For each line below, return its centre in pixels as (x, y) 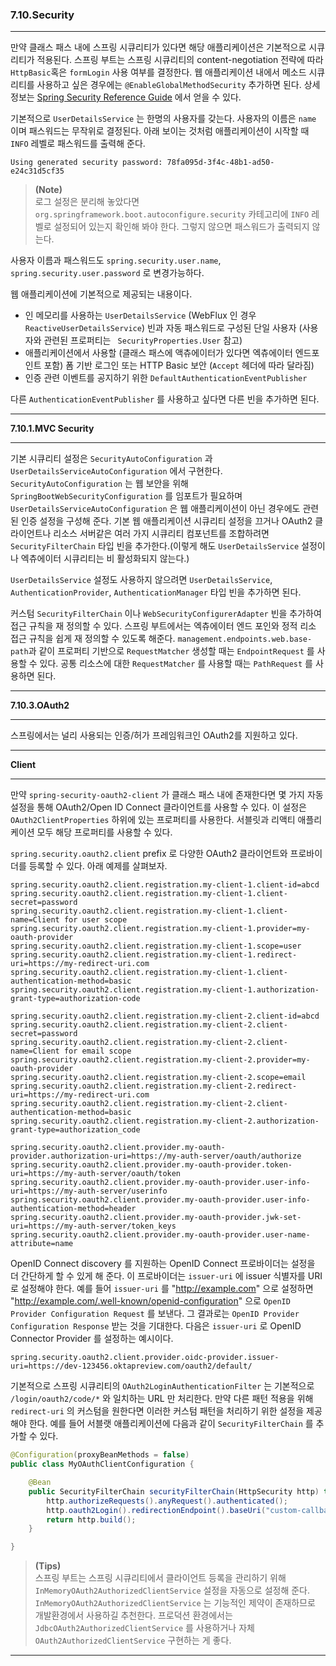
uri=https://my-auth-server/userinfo (89, 1191)
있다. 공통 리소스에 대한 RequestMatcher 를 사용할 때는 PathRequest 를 (176, 664)
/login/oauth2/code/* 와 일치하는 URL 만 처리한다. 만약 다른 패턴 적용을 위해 (162, 1399)
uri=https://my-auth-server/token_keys (93, 1226)
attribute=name (42, 1244)
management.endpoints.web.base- (245, 639)
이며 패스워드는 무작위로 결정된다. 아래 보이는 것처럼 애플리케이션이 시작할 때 (160, 131)
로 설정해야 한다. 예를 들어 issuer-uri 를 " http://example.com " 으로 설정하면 (162, 1289)
